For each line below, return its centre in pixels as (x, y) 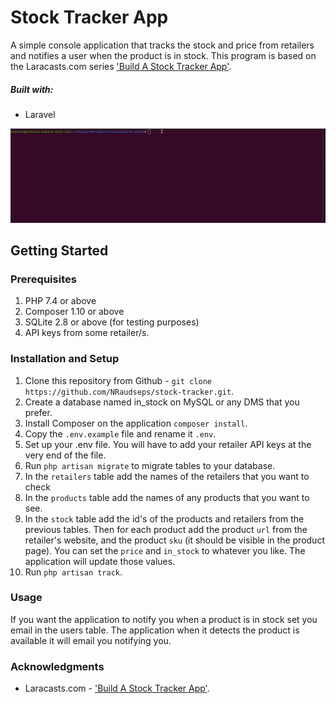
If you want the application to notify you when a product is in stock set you (164, 619)
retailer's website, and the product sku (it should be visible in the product (174, 540)
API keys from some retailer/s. (87, 333)
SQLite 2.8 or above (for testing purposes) (112, 322)
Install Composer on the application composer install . (136, 423)
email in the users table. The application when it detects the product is (155, 630)
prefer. (38, 412)
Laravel (40, 114)
